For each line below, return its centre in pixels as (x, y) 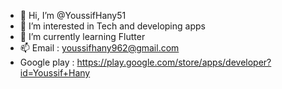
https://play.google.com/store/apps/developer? (174, 62)
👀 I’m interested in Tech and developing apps (112, 26)
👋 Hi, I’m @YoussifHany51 (73, 15)
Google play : (47, 62)
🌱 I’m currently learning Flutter (82, 36)
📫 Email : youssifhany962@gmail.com (99, 48)
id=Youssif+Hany (55, 73)
